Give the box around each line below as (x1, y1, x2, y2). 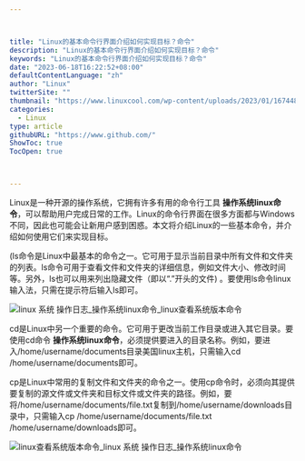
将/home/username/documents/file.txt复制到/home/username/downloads (9, 399, 285, 410)
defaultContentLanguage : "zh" (9, 71, 124, 80)
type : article (9, 122, 64, 131)
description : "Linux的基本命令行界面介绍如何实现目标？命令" (9, 45, 220, 55)
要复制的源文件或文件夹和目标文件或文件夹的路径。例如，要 (9, 388, 232, 398)
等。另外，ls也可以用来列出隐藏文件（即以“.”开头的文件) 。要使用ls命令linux (9, 274, 291, 284)
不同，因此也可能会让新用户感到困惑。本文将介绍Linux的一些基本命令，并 (9, 220, 284, 230)
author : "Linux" (9, 79, 71, 89)
